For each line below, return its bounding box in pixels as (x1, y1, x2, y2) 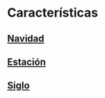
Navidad (7, 33, 45, 44)
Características (7, 5, 99, 21)
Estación (7, 56, 47, 67)
